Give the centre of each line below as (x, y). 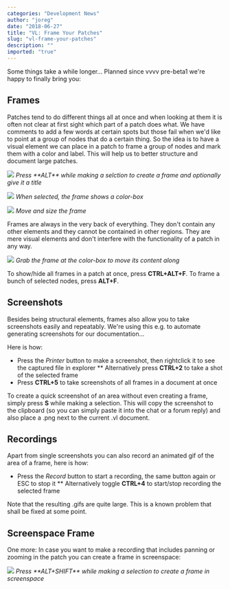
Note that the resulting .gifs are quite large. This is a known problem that (109, 504)
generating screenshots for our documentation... (76, 334)
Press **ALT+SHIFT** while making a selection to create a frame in (113, 571)
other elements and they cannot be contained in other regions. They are (109, 231)
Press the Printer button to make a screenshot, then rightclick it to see (116, 360)
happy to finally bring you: (44, 78)
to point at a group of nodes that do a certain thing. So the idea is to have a (113, 139)
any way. (20, 246)
